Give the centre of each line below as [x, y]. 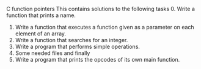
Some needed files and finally [53, 53]
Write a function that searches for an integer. [71, 40]
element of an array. [40, 34]
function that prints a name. [41, 15]
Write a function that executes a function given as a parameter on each [104, 27]
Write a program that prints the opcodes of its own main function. [97, 60]
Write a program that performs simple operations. [78, 46]
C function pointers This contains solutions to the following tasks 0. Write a [101, 9]
